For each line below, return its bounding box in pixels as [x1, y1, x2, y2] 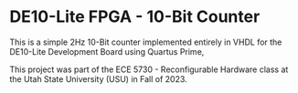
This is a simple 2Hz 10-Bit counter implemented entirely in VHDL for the [9, 36, 282, 47]
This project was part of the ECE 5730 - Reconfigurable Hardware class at [9, 64, 289, 75]
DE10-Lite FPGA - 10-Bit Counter [9, 6, 261, 27]
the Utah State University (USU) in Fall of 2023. [9, 73, 187, 84]
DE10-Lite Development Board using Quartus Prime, [9, 46, 205, 57]
